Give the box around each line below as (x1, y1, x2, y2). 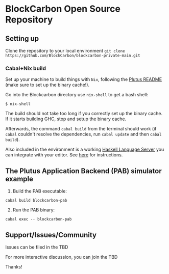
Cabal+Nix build (5, 65, 46, 72)
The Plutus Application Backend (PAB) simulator (5, 167, 162, 175)
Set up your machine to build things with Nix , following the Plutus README (5, 76, 162, 83)
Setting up (5, 34, 39, 43)
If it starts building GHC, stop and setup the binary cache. (5, 116, 127, 122)
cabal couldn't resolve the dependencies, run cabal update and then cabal (5, 131, 162, 138)
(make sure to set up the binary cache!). (5, 82, 90, 88)
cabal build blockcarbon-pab (5, 198, 67, 203)
